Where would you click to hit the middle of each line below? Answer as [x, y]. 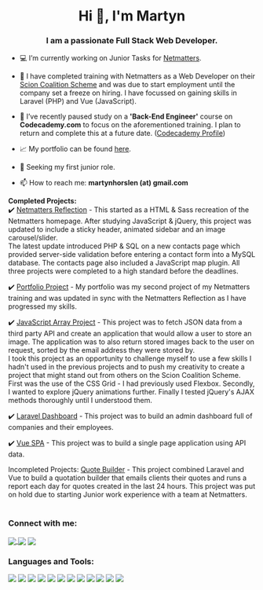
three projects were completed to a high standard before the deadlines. [124, 271]
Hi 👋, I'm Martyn [132, 16]
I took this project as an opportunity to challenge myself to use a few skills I [130, 359]
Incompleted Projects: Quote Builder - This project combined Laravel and [126, 470]
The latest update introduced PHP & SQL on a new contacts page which [124, 246]
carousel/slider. [33, 238]
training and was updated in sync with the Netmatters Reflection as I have [127, 299]
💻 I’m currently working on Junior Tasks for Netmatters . [110, 58]
